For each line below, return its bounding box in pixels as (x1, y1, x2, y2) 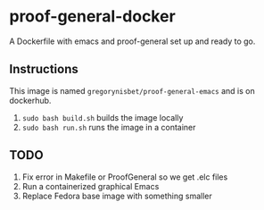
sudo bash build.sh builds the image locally (21, 112, 184, 122)
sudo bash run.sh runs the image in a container (21, 122, 196, 132)
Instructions (9, 62, 78, 77)
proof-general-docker (9, 6, 176, 27)
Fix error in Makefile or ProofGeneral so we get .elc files (21, 172, 228, 182)
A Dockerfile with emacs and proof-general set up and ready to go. (9, 36, 256, 46)
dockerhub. (9, 95, 52, 105)
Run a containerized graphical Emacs (21, 181, 160, 191)
